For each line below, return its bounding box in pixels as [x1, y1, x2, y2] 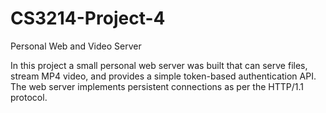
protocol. [10, 91, 48, 103]
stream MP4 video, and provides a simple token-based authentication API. [10, 70, 317, 82]
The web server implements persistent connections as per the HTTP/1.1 [10, 80, 304, 92]
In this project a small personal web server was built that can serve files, [10, 59, 308, 71]
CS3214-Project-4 [10, 7, 166, 30]
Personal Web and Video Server [10, 40, 142, 52]
